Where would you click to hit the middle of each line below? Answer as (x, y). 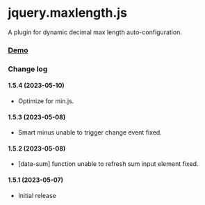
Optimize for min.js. (46, 101)
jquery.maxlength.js (68, 13)
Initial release (37, 195)
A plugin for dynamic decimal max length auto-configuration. (95, 32)
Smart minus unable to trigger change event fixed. (90, 132)
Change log (28, 69)
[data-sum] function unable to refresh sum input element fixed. (108, 164)
